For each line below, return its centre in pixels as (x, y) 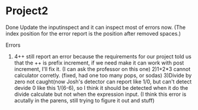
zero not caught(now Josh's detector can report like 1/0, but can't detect (103, 82)
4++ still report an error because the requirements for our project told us (103, 56)
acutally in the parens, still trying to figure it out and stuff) (84, 100)
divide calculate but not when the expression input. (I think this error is (100, 94)
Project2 (27, 11)
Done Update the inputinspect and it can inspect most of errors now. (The (96, 27)
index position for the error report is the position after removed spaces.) (93, 33)
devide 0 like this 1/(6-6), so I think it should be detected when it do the (101, 88)
